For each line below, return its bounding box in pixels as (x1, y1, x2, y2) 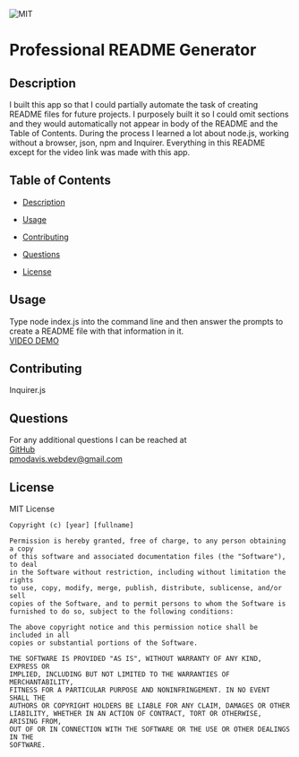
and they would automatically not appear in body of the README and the (9, 118, 278, 129)
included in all (9, 631, 70, 640)
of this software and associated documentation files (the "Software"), (9, 553, 286, 561)
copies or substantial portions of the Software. (9, 639, 199, 648)
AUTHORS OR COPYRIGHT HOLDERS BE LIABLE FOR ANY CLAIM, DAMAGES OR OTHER (9, 701, 291, 710)
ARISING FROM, (9, 718, 63, 727)
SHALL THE (9, 693, 47, 703)
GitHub (9, 444, 36, 455)
